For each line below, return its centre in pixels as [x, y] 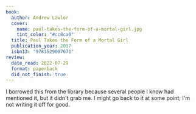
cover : [19, 23]
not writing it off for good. [38, 105]
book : [12, 12]
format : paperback [35, 69]
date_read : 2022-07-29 [40, 63]
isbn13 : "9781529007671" [43, 52]
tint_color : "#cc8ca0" [45, 35]
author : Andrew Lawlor [40, 18]
